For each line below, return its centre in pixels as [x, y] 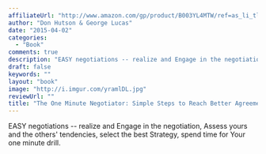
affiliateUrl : [32, 15]
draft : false [30, 67]
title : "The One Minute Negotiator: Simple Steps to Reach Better [120, 103]
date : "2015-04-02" [40, 30]
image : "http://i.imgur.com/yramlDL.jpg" [78, 89]
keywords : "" [30, 74]
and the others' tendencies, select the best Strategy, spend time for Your [127, 134]
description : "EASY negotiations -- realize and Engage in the [115, 60]
